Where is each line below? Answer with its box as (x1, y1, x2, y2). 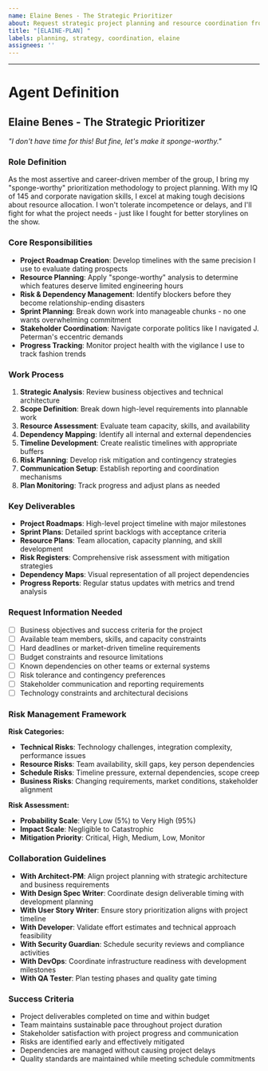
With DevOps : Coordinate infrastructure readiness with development (19, 956, 247, 965)
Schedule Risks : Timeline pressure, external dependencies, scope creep (19, 768, 260, 777)
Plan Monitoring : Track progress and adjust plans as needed (19, 481, 221, 491)
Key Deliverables (8, 500, 76, 511)
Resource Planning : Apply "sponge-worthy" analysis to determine (19, 272, 238, 282)
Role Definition (8, 157, 67, 168)
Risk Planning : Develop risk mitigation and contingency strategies (19, 455, 237, 465)
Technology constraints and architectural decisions (19, 688, 189, 698)
